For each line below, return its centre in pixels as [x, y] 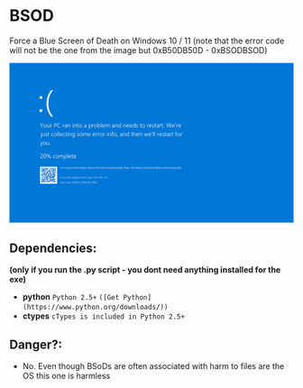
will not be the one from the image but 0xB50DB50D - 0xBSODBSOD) [138, 50]
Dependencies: [53, 248]
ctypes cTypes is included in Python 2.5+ [104, 316]
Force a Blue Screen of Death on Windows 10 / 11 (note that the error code [147, 41]
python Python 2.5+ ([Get [71, 297]
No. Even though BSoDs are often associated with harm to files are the [153, 366]
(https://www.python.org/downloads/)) [95, 308]
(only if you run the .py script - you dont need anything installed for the [145, 270]
